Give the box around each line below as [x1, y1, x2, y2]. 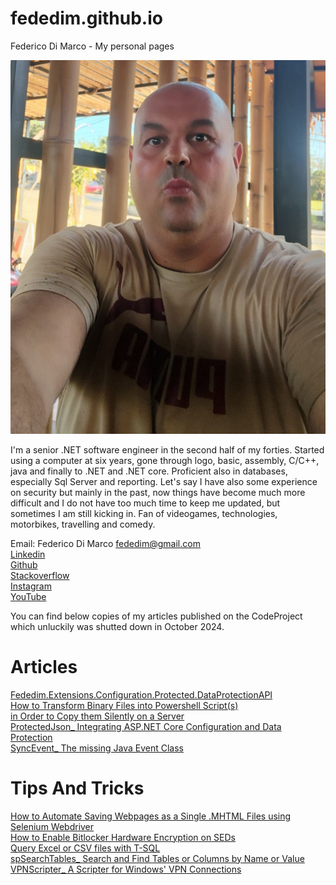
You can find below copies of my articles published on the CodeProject [10, 610, 303, 622]
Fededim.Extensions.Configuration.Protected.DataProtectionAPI [10, 688, 273, 701]
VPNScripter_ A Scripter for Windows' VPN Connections [10, 863, 242, 875]
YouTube [10, 590, 47, 602]
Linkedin [10, 548, 46, 560]
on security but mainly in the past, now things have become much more [10, 486, 306, 498]
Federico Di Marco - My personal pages [10, 40, 175, 52]
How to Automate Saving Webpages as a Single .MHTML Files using [10, 810, 292, 822]
